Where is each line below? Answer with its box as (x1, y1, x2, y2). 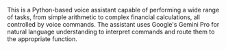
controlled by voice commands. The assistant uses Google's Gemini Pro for (7, 21, 220, 28)
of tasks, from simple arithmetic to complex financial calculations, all (7, 13, 201, 21)
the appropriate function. (7, 35, 77, 43)
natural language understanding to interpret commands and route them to (7, 27, 215, 36)
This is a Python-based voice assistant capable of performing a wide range (7, 6, 220, 14)
